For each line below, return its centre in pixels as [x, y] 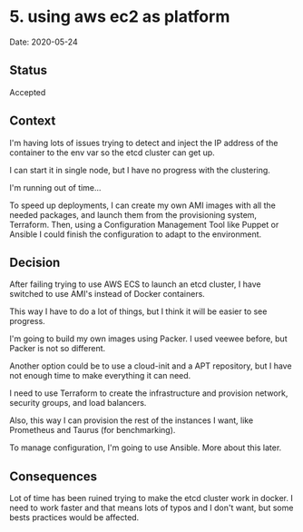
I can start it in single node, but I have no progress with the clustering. [140, 170]
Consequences [54, 476]
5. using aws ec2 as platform [120, 17]
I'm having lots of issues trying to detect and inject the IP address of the [144, 143]
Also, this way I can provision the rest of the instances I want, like [132, 420]
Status [29, 70]
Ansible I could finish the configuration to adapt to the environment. [136, 234]
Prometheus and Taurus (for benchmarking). [93, 430]
